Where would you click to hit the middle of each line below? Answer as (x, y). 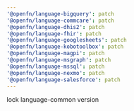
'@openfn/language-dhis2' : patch (56, 27)
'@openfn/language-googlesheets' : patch (67, 40)
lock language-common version (53, 100)
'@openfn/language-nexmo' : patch (56, 73)
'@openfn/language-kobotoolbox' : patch (65, 47)
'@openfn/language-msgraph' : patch (59, 60)
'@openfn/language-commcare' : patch (60, 21)
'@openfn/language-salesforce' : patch (63, 80)
